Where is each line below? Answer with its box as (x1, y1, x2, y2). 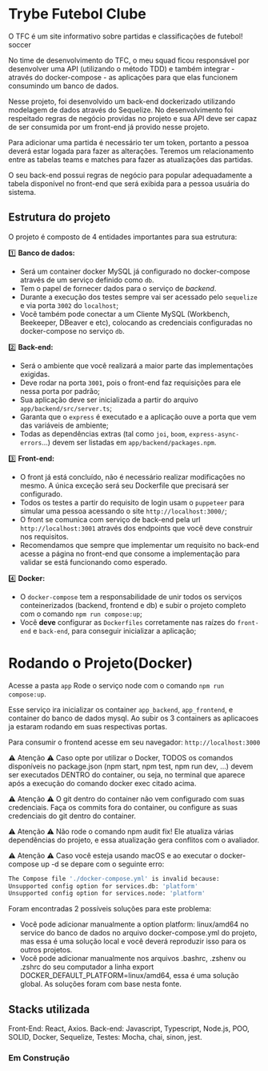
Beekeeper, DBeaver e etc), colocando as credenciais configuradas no (19, 318, 254, 327)
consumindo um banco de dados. (8, 81, 119, 91)
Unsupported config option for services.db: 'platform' (8, 882, 198, 890)
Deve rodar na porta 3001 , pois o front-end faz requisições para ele (19, 378, 242, 387)
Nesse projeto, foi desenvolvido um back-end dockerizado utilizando (8, 96, 236, 106)
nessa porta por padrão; (19, 386, 100, 396)
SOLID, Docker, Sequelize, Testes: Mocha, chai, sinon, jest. (8, 1032, 202, 1042)
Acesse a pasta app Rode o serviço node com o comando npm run (8, 680, 225, 690)
